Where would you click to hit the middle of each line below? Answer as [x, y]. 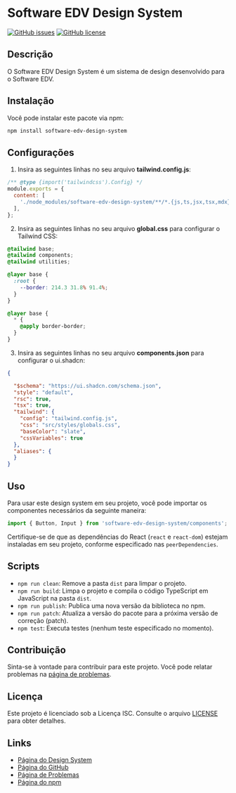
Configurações [41, 152]
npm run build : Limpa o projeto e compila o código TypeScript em [113, 591]
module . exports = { [36, 189]
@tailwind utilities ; [39, 262]
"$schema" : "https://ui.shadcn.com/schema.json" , [87, 386]
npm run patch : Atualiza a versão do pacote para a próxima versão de [118, 613]
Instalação [31, 101]
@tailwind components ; [40, 255]
